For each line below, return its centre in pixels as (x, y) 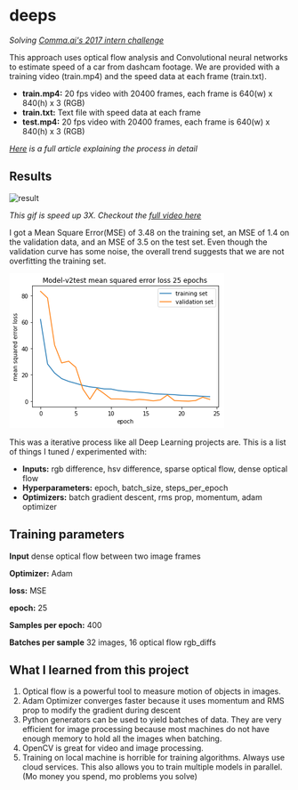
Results (31, 177)
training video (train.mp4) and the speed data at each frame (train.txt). (138, 76)
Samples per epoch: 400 (56, 625)
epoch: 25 (28, 608)
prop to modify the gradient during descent (101, 710)
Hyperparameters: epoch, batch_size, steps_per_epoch (125, 488)
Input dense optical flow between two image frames (105, 556)
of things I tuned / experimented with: (78, 451)
